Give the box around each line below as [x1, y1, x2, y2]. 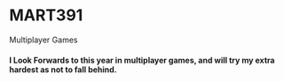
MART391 [9, 5, 83, 26]
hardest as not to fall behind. [9, 63, 117, 75]
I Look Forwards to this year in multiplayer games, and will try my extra [9, 55, 275, 65]
